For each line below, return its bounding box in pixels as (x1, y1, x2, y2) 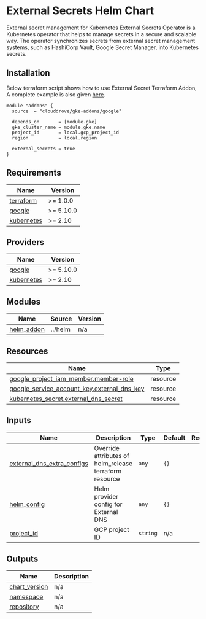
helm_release (94, 459, 133, 467)
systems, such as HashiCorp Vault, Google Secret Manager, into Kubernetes (6, 44, 199, 51)
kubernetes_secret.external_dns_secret (9, 394, 123, 403)
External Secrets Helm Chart (6, 4, 154, 18)
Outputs (6, 554, 39, 564)
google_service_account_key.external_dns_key (9, 384, 145, 393)
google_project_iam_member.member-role (9, 375, 134, 383)
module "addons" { (6, 103, 53, 109)
